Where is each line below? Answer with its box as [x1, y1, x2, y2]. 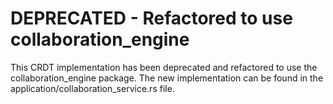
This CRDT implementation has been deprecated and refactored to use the [10, 61, 318, 73]
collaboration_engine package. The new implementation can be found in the [10, 72, 324, 84]
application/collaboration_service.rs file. [10, 82, 175, 94]
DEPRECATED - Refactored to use [10, 7, 293, 30]
